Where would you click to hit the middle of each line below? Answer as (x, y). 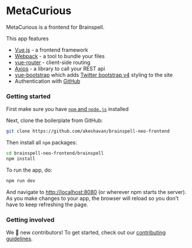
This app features (27, 38)
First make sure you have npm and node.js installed (67, 109)
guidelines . (19, 239)
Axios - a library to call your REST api (60, 68)
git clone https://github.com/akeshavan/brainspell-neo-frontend (88, 131)
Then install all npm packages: (42, 143)
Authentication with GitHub (47, 81)
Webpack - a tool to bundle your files (59, 56)
